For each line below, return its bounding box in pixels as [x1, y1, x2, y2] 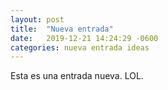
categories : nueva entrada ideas [10, 42, 150, 53]
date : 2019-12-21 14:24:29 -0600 [10, 33, 159, 43]
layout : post [10, 14, 65, 25]
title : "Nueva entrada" [10, 24, 114, 34]
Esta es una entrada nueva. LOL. [10, 70, 144, 82]
